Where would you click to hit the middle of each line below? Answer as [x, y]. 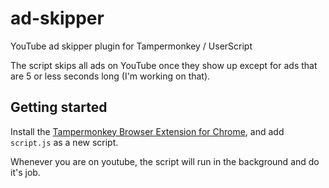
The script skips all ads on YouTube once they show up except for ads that [164, 65]
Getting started [59, 107]
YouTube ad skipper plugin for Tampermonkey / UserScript [131, 46]
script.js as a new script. [64, 142]
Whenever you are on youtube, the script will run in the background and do [165, 161]
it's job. [25, 172]
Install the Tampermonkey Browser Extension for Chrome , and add [147, 131]
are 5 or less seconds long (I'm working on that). [110, 76]
